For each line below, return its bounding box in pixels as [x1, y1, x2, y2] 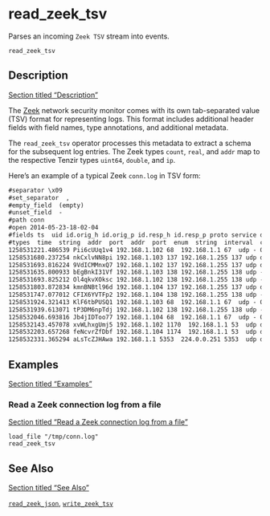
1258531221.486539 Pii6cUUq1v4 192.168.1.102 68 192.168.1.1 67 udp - [8, 246, 257, 254]
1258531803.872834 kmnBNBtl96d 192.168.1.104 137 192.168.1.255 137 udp [8, 283, 257, 291]
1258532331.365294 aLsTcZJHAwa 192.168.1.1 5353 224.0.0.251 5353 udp [8, 335, 257, 343]
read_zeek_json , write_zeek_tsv [8, 498, 114, 508]
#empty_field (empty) [8, 201, 84, 209]
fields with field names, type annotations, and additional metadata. [8, 122, 229, 132]
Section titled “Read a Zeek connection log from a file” [8, 417, 189, 427]
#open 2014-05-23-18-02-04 [8, 224, 99, 232]
